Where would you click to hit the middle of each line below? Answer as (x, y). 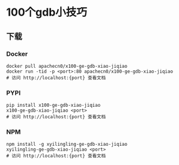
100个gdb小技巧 (47, 12)
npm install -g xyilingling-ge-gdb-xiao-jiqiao (67, 145)
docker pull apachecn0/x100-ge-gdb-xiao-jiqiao (67, 66)
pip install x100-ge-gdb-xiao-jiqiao (53, 106)
